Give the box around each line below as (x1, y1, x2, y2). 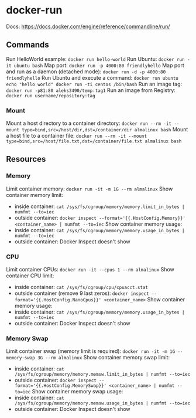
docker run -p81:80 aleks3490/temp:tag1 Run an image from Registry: (6, 86, 176, 94)
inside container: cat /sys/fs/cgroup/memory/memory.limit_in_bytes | (14, 203, 185, 210)
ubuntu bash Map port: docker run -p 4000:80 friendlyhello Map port (13, 62, 184, 69)
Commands (6, 40, 50, 50)
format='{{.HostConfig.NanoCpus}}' (14, 297, 102, 303)
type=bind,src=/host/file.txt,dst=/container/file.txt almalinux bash (6, 138, 182, 144)
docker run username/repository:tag (6, 93, 95, 98)
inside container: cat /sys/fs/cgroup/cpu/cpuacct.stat (14, 284, 148, 291)
